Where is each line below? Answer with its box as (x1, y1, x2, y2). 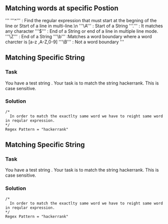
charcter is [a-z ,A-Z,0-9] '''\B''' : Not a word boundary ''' (5, 39, 124, 45)
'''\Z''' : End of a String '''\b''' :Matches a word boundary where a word (5, 33, 152, 39)
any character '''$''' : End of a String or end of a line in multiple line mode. (5, 28, 158, 34)
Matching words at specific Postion (5, 4, 119, 13)
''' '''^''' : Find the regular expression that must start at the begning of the (5, 17, 157, 23)
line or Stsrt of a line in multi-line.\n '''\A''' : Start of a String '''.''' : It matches (5, 23, 163, 29)
